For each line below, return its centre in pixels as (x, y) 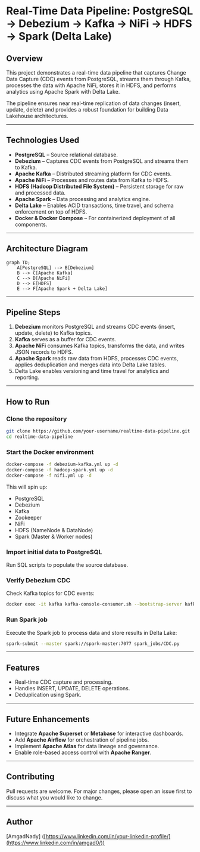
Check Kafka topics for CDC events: (50, 593)
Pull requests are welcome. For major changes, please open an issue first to (99, 791)
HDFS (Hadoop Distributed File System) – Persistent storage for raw (99, 186)
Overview (25, 58)
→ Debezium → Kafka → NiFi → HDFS (99, 24)
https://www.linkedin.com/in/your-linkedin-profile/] (108, 836)
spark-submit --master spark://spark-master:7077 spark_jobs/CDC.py (93, 643)
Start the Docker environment (50, 452)
